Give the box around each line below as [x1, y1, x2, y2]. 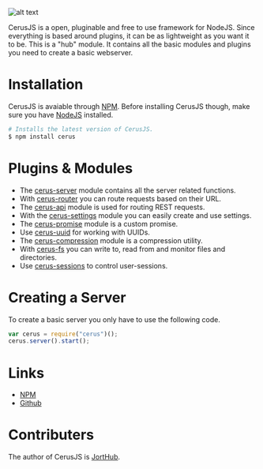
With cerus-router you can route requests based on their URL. [19, 193, 222, 203]
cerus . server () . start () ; [8, 337, 90, 345]
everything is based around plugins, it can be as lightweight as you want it [8, 32, 250, 40]
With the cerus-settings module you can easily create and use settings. [19, 210, 252, 220]
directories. [19, 253, 58, 262]
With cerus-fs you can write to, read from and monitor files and [19, 244, 226, 253]
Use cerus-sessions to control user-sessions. [19, 261, 168, 270]
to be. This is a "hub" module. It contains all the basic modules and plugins [8, 39, 251, 49]
